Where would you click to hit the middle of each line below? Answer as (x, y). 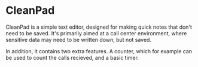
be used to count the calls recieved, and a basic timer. (72, 57)
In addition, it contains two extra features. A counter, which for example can (99, 51)
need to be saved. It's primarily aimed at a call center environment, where (96, 33)
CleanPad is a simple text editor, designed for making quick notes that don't (99, 27)
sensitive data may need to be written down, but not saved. (79, 39)
